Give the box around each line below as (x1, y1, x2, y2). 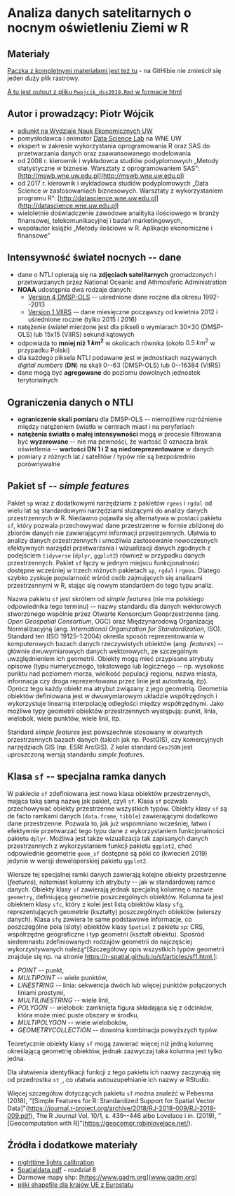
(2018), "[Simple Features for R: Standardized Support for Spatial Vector (7, 1096, 215, 1105)
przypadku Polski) (17, 346, 70, 354)
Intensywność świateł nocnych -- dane (7, 252, 182, 264)
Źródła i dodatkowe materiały (7, 1139, 138, 1151)
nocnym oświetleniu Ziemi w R (7, 20, 189, 36)
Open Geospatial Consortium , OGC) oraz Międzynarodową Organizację (7, 617, 214, 625)
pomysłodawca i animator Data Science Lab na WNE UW (17, 134, 182, 142)
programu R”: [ (17, 193, 60, 202)
